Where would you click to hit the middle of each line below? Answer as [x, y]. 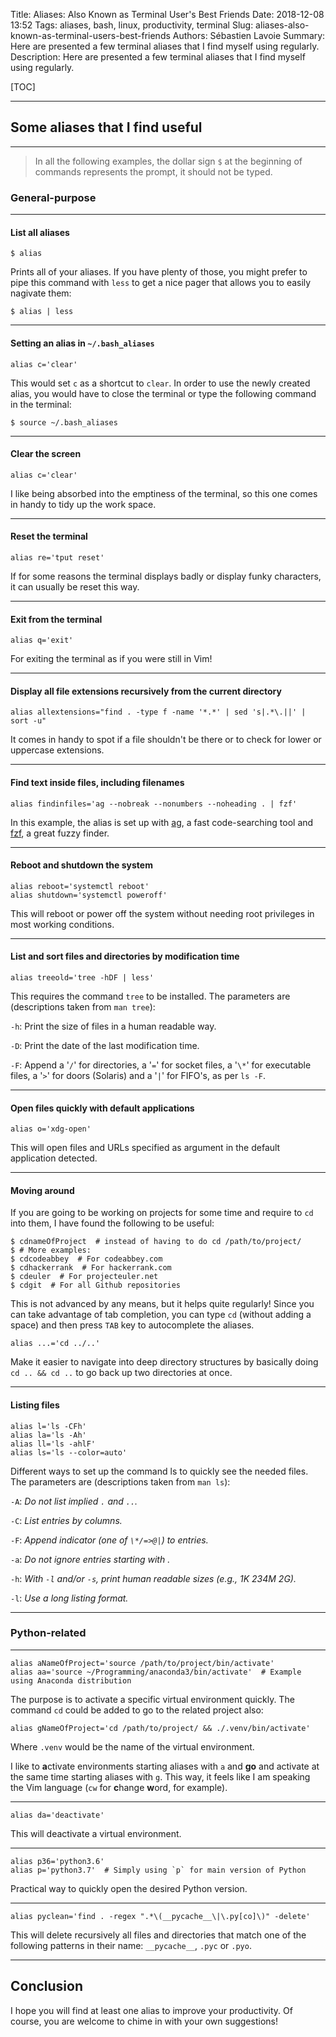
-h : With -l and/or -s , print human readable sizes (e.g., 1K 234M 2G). [153, 1578]
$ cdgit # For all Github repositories [96, 1285]
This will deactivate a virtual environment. [96, 1833]
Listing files [35, 1405]
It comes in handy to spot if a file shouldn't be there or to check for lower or [166, 740]
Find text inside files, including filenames [97, 782]
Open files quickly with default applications [102, 1108]
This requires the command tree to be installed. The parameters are [150, 996]
